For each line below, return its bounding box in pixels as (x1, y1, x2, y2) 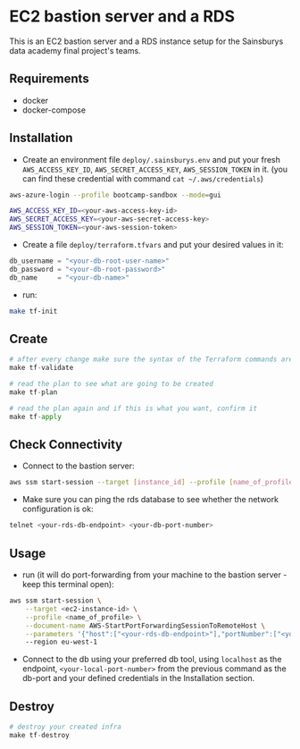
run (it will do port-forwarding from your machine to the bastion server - (21, 569, 287, 580)
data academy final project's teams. (9, 45, 141, 55)
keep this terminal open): (21, 579, 114, 589)
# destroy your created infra (9, 722, 122, 732)
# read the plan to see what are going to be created (9, 380, 214, 389)
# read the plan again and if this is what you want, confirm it (9, 404, 257, 413)
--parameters (25, 629, 74, 638)
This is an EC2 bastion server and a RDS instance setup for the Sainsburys (9, 36, 284, 46)
